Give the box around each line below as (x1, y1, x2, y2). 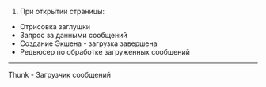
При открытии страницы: (19, 7, 105, 16)
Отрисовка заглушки (19, 22, 91, 31)
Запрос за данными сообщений (19, 31, 127, 40)
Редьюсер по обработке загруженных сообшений (19, 47, 190, 56)
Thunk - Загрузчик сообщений (8, 70, 111, 79)
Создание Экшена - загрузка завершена (19, 39, 158, 48)
